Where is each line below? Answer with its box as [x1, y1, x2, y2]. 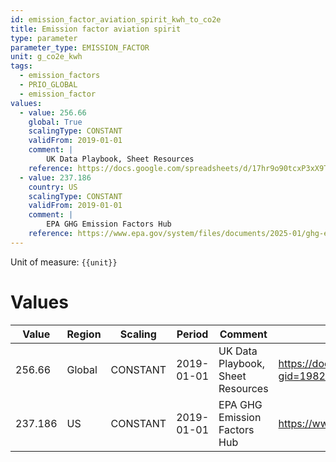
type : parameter [10, 33, 78, 43]
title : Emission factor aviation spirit [10, 24, 182, 34]
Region [66, 327, 102, 341]
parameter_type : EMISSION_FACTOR [10, 42, 150, 53]
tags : [10, 61, 33, 71]
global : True [28, 117, 83, 127]
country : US [28, 182, 78, 192]
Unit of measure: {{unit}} [10, 256, 118, 268]
